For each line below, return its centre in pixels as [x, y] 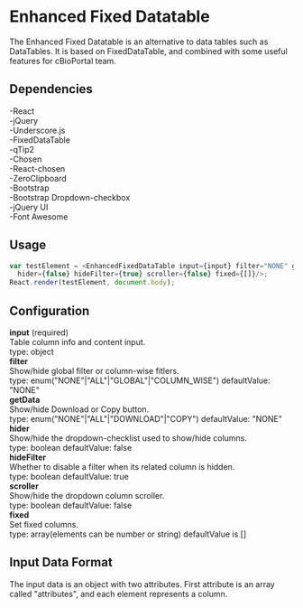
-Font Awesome [39, 216]
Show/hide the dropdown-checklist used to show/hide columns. [129, 438]
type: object [32, 351]
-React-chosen [37, 168]
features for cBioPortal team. [63, 61]
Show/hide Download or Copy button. [79, 409]
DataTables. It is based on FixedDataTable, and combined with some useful [149, 51]
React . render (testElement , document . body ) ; [92, 283]
